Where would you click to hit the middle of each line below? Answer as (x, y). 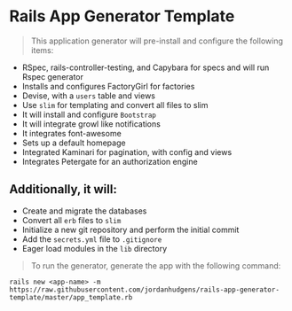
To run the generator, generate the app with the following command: (156, 265)
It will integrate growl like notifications (91, 124)
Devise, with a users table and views (88, 96)
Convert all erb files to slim (71, 220)
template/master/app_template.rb (71, 297)
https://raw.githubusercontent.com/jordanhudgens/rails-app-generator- (144, 290)
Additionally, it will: (63, 189)
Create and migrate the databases (84, 211)
